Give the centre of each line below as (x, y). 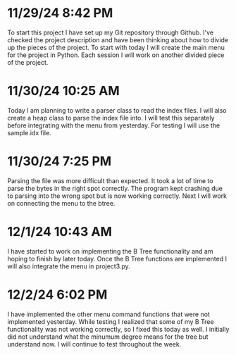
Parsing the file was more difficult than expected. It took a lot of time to (110, 180)
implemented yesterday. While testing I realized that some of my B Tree (111, 321)
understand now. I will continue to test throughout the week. (94, 344)
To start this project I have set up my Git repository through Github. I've (110, 32)
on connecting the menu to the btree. (61, 203)
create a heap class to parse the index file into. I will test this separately (111, 118)
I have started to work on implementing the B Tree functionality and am (110, 251)
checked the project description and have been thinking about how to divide (118, 39)
